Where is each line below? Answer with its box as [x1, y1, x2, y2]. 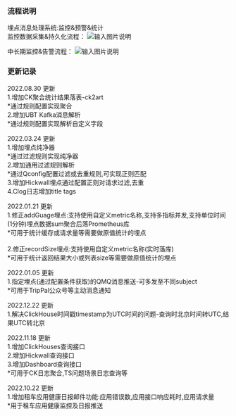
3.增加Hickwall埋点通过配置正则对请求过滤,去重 [7, 178, 144, 187]
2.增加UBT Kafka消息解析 [7, 111, 81, 119]
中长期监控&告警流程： [7, 47, 74, 56]
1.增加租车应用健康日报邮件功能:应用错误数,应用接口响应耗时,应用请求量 [7, 392, 215, 401]
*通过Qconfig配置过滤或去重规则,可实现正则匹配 [7, 169, 147, 177]
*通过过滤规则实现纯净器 [7, 151, 79, 160]
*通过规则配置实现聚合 [7, 101, 73, 110]
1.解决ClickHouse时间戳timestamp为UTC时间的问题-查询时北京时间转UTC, [7, 310, 223, 318]
